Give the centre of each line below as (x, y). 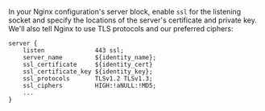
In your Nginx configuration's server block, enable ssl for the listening (125, 12)
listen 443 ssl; (74, 51)
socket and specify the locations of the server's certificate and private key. (133, 20)
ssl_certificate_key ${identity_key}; (88, 72)
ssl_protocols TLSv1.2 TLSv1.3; (88, 79)
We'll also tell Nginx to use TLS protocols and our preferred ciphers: (121, 29)
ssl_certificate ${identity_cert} (88, 64)
